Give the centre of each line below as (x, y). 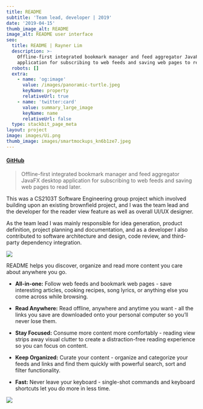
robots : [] (25, 68)
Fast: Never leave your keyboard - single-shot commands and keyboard (105, 382)
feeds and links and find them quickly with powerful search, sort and (100, 364)
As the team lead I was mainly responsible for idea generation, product (94, 223)
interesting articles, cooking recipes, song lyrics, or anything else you (101, 290)
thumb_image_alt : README (37, 29)
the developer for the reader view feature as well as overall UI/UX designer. (100, 211)
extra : (20, 74)
